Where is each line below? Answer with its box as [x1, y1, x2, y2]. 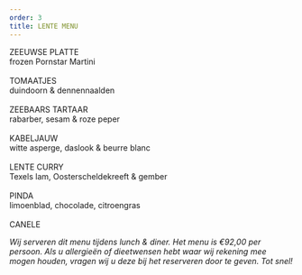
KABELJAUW [9, 133, 59, 143]
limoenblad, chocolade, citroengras [9, 199, 142, 210]
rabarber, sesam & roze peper [9, 114, 120, 124]
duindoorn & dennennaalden [9, 85, 115, 96]
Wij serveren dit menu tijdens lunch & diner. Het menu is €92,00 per [9, 236, 261, 247]
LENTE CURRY [9, 161, 65, 172]
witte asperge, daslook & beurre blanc [9, 142, 151, 153]
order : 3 [9, 13, 42, 23]
